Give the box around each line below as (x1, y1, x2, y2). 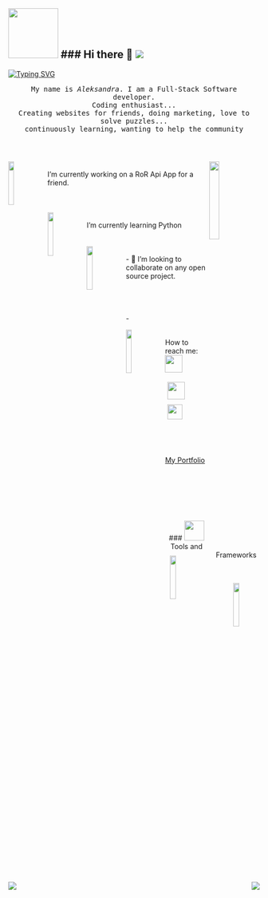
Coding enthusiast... (91, 101, 177, 109)
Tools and (170, 541, 203, 551)
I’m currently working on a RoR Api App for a (47, 169, 194, 179)
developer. (112, 93, 156, 101)
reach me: (164, 346, 199, 355)
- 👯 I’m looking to (125, 254, 182, 263)
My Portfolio (164, 455, 206, 465)
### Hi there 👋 (60, 48, 133, 61)
